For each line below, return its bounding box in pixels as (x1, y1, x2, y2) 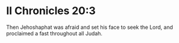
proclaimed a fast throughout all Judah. (6, 29, 103, 37)
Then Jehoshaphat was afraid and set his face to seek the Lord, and (6, 24, 174, 31)
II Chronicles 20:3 (6, 4, 96, 18)
